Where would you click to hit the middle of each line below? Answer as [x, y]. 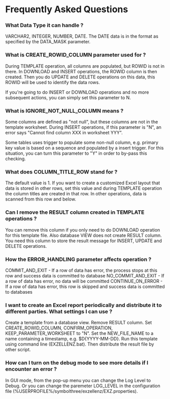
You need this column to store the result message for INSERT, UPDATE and [84, 241]
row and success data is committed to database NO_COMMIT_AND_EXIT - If [85, 275]
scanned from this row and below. [41, 199]
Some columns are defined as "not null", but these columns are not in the [82, 122]
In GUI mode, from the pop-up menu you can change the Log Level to [78, 380]
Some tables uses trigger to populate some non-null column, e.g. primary [82, 142]
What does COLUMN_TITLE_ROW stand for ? [61, 172]
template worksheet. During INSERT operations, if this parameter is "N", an [83, 127]
